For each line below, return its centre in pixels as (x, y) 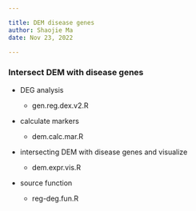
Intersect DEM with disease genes (76, 73)
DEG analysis (42, 90)
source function (46, 183)
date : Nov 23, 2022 (41, 38)
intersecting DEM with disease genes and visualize (104, 152)
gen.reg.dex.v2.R (60, 105)
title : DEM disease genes (51, 22)
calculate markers (50, 121)
